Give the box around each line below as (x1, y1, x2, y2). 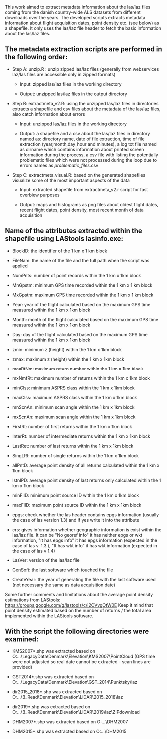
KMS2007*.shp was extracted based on (12, 648, 96, 654)
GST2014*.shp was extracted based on (12, 674, 94, 680)
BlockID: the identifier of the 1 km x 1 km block (12, 248, 107, 254)
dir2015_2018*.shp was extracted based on (12, 689, 102, 695)
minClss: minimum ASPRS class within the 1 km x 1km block (12, 385, 135, 391)
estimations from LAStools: (5, 597, 61, 603)
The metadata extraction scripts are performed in (5, 45, 162, 54)
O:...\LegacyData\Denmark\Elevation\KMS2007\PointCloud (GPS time (12, 653, 155, 660)
